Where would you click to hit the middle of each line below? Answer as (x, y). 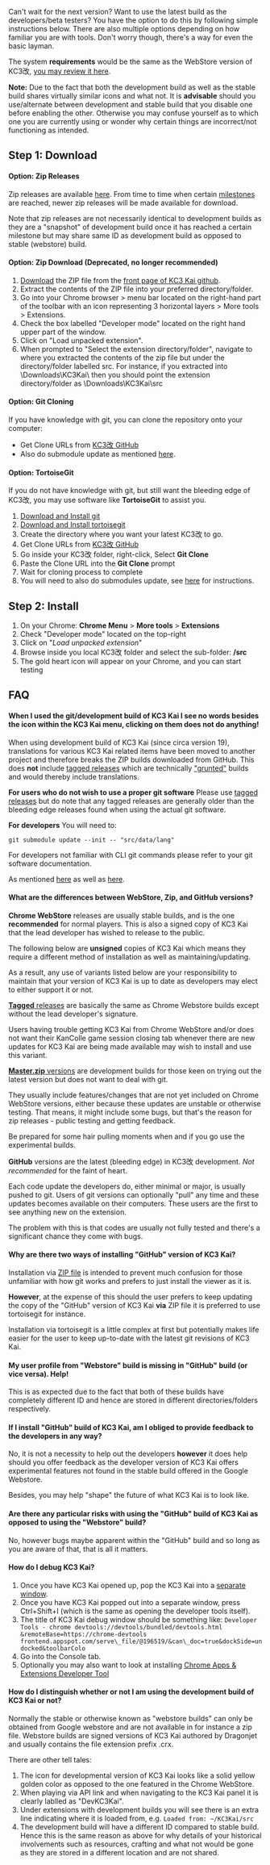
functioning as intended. (49, 130)
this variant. (28, 1055)
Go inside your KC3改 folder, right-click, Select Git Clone (114, 554)
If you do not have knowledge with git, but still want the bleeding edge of (129, 491)
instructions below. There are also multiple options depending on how (124, 29)
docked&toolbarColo (53, 1648)
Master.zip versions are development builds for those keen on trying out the (135, 1070)
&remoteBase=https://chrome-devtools (83, 1634)
